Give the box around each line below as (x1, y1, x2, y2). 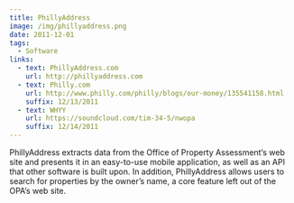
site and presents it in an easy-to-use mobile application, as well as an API (9, 157, 286, 167)
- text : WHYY (17, 106, 67, 115)
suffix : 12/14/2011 (25, 123, 99, 132)
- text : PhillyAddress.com (17, 64, 119, 73)
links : (9, 55, 34, 64)
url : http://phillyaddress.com (25, 72, 143, 81)
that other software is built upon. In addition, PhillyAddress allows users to (9, 166, 285, 177)
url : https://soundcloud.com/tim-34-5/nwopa (25, 114, 196, 123)
